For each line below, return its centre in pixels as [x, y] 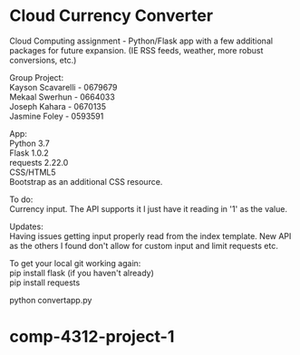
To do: [21, 199]
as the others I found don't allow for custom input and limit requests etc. [144, 245]
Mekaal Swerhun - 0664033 [62, 97]
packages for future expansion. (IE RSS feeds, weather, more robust [136, 50]
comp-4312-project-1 [92, 337]
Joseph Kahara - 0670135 [58, 106]
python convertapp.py [51, 300]
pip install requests [45, 283]
